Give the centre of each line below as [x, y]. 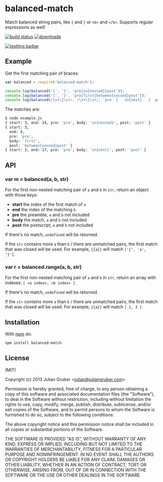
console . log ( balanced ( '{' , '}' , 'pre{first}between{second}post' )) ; [76, 96]
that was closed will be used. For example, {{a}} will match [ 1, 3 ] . [74, 307]
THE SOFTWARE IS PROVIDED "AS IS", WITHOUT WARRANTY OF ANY [76, 439]
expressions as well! [25, 27]
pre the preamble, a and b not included [51, 215]
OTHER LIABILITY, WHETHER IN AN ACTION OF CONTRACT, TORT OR [76, 464]
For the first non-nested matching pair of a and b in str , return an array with [81, 278]
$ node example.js [24, 118]
